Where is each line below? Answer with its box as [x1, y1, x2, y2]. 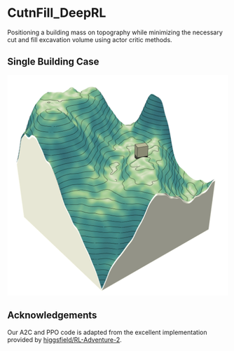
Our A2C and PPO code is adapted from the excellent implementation [7, 328, 207, 336]
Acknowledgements [7, 310, 97, 322]
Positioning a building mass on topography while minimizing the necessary [7, 28, 223, 36]
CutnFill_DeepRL [7, 5, 106, 21]
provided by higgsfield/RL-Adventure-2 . [7, 335, 122, 344]
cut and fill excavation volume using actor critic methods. [7, 35, 173, 43]
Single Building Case [7, 56, 99, 68]
